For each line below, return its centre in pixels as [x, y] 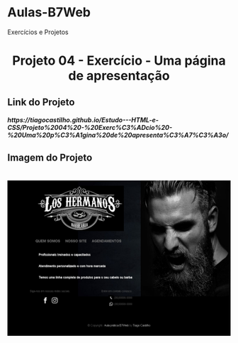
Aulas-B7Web [49, 12]
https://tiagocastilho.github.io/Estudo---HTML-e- [83, 120]
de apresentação [119, 76]
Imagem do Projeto [50, 157]
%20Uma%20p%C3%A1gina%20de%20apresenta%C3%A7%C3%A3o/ [118, 135]
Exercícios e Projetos [38, 32]
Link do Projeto [41, 102]
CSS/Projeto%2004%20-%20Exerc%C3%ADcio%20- [90, 128]
